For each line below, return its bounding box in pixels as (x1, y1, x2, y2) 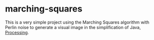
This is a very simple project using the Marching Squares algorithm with (5, 19, 150, 25)
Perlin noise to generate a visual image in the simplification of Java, (5, 24, 141, 30)
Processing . (5, 29, 29, 35)
